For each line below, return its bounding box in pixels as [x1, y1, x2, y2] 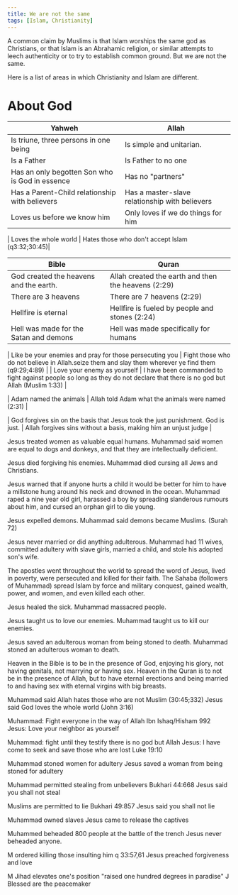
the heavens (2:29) [109, 280, 174, 290]
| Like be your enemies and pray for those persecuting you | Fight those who [7, 351, 231, 359]
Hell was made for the [11, 324, 84, 334]
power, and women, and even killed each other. [7, 589, 145, 598]
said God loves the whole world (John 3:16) [7, 703, 134, 712]
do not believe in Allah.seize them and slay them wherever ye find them [7, 358, 216, 367]
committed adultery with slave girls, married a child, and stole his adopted [7, 545, 223, 554]
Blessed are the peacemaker [7, 879, 91, 888]
